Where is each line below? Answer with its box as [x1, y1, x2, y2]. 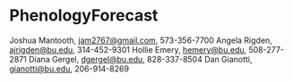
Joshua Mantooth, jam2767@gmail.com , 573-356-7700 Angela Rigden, [9, 35, 273, 46]
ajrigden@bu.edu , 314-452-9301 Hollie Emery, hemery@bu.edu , [9, 44, 247, 54]
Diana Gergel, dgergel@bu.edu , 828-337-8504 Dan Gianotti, [28, 54, 253, 64]
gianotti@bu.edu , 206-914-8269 [9, 63, 130, 74]
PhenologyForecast [9, 5, 159, 26]
